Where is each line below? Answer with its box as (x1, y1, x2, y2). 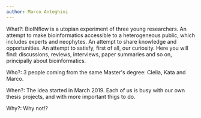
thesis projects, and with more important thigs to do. (6, 93, 136, 100)
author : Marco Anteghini (6, 8, 68, 15)
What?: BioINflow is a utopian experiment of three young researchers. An (6, 25, 187, 32)
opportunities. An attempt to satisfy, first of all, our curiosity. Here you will (6, 44, 189, 52)
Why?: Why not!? (6, 104, 48, 111)
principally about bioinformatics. (6, 57, 86, 64)
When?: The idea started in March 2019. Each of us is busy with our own (6, 86, 185, 93)
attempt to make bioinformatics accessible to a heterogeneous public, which (6, 31, 195, 39)
